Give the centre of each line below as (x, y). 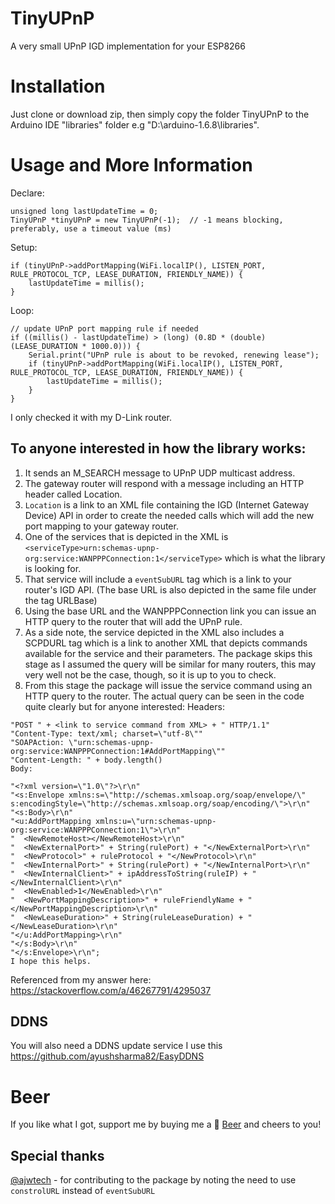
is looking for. (53, 568)
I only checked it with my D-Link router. (91, 417)
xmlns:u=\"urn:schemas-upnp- (156, 821)
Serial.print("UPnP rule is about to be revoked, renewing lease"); (174, 355)
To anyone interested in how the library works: (158, 448)
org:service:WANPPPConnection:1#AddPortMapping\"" (118, 751)
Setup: (24, 247)
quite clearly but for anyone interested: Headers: (124, 706)
